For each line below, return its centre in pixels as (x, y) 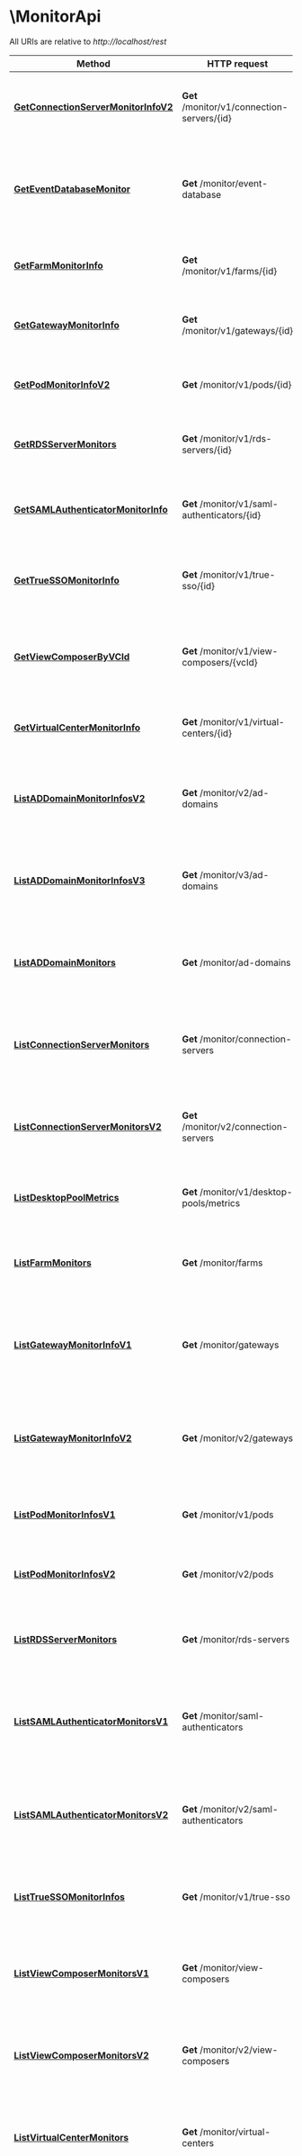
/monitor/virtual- (235, 2132)
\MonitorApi (55, 17)
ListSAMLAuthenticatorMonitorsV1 (91, 1722)
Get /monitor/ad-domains (236, 962)
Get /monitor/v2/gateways (238, 1438)
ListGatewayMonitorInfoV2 (73, 1438)
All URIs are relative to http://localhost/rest (88, 41)
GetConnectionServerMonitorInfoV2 (93, 107)
